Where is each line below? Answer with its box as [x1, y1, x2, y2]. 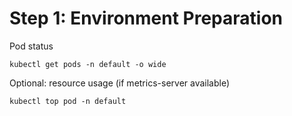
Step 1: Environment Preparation [9, 7, 283, 30]
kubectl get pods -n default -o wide [9, 59, 167, 69]
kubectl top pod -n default [9, 96, 127, 106]
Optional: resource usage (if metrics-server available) [9, 77, 231, 89]
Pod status [9, 40, 54, 52]
